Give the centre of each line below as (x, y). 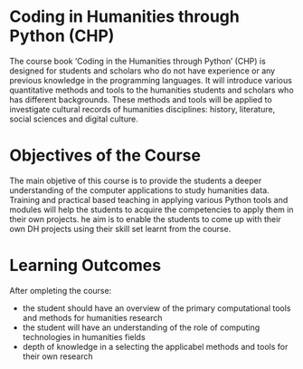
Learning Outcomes (85, 266)
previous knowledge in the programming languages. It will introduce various (151, 80)
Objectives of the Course (105, 155)
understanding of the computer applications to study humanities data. (139, 190)
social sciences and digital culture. (74, 119)
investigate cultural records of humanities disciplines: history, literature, (142, 109)
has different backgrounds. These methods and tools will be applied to (141, 99)
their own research (57, 356)
